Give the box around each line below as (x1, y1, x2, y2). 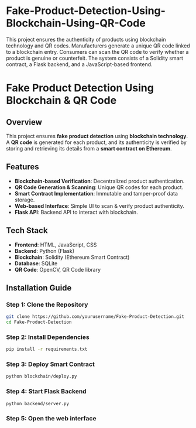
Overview (6, 117, 43, 127)
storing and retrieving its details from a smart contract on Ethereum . (6, 145, 172, 152)
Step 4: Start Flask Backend (6, 388, 87, 396)
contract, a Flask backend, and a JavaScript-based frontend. (6, 60, 153, 68)
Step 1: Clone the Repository (6, 300, 88, 309)
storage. (14, 196, 35, 203)
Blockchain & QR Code (6, 94, 117, 107)
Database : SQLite (14, 259, 58, 267)
